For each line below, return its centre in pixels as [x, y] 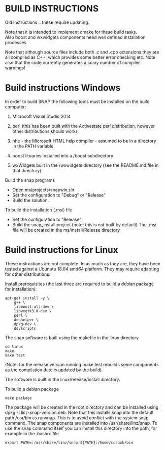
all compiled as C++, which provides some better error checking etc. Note [80, 57]
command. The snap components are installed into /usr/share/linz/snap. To [81, 423]
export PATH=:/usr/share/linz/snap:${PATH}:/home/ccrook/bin [69, 443]
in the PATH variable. [33, 146]
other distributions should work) [45, 131]
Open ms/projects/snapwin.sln [43, 190]
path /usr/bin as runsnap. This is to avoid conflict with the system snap [77, 418]
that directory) [27, 170]
